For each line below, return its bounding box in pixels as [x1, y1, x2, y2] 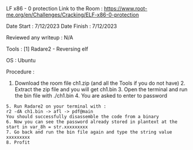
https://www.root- [104, 5, 148, 12]
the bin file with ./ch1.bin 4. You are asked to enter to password [14, 92, 168, 99]
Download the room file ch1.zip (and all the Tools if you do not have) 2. [14, 79, 185, 86]
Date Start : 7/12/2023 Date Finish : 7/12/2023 [6, 23, 117, 29]
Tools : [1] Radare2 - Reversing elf [6, 45, 88, 52]
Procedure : [6, 68, 35, 75]
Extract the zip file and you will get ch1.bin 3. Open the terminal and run [14, 86, 188, 93]
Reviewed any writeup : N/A [6, 34, 74, 41]
